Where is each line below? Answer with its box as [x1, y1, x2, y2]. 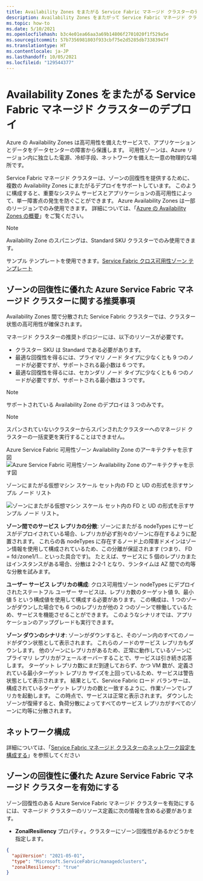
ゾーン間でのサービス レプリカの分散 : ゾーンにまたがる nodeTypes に [6, 523, 178, 530]
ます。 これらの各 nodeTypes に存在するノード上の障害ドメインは [22, 538, 186, 545]
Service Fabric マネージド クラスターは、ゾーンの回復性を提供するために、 [6, 174, 193, 182]
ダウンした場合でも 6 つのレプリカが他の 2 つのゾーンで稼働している [16, 604, 188, 611]
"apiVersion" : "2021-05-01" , [11, 853, 85, 859]
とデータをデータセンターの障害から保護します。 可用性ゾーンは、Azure [6, 147, 186, 154]
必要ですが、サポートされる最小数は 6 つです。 [31, 361, 148, 369]
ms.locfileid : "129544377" [6, 59, 74, 65]
